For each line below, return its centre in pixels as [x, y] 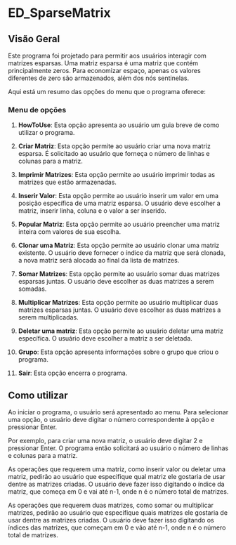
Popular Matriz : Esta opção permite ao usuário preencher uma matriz [119, 224]
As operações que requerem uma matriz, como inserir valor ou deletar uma [117, 469]
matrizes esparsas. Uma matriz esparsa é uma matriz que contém [103, 63]
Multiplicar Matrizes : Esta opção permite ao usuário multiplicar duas [118, 303]
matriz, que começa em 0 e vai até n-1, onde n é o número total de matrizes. [118, 492]
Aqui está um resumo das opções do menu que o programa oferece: [107, 92]
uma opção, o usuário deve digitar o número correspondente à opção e [111, 420]
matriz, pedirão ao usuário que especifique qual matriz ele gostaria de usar [117, 477]
